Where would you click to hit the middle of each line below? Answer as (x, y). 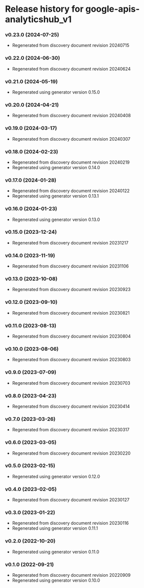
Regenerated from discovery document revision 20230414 (71, 406)
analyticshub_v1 (38, 19)
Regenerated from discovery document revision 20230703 (71, 383)
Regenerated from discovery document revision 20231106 (71, 266)
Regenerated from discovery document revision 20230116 (71, 523)
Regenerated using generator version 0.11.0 (56, 552)
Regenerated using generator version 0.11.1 (55, 528)
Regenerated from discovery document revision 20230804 (71, 336)
